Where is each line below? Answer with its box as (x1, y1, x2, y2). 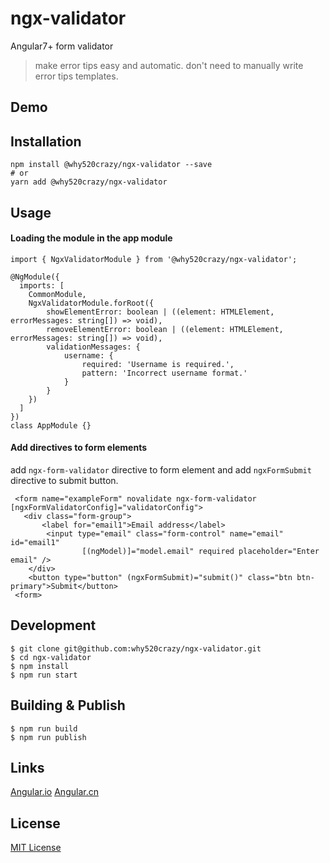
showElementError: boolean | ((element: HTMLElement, (46, 307, 275, 317)
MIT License (10, 842, 62, 854)
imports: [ (19, 280, 65, 291)
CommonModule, (28, 289, 87, 299)
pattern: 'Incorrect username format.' (81, 368, 248, 378)
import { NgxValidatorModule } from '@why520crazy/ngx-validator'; (10, 254, 298, 264)
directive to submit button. (10, 474, 119, 486)
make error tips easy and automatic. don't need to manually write (34, 59, 304, 71)
